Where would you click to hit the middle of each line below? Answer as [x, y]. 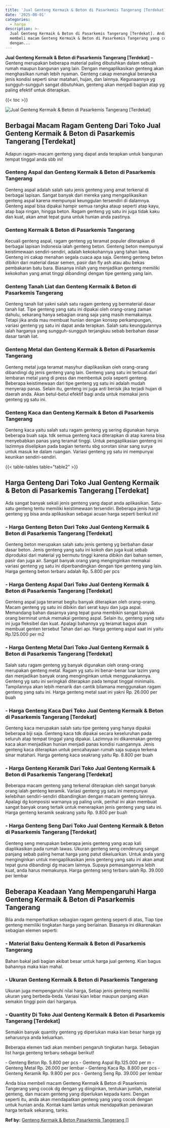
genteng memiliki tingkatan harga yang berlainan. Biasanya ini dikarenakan [83, 925]
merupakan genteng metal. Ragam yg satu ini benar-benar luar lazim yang [82, 670]
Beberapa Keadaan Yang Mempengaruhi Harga [81, 892]
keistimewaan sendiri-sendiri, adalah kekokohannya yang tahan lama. [78, 252]
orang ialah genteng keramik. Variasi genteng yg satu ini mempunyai [76, 791]
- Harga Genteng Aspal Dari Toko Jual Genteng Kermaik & [77, 585]
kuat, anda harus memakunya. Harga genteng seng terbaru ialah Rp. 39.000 [84, 870]
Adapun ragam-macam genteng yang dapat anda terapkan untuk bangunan [84, 154]
